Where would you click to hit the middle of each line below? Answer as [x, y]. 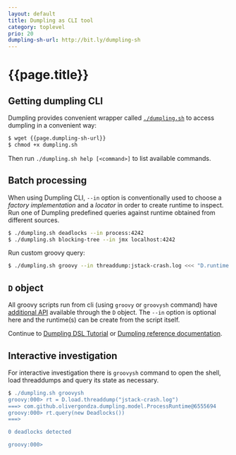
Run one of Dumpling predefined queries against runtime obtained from [112, 212]
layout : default [32, 14]
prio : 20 [21, 34]
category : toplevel [37, 27]
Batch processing [48, 181]
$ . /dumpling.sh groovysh [46, 393]
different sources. [34, 220]
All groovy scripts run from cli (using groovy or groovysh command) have [113, 305]
